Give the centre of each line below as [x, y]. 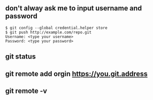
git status [21, 57]
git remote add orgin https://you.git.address [76, 73]
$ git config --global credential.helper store [56, 28]
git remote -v [26, 91]
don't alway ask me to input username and [73, 8]
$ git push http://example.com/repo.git [49, 32]
